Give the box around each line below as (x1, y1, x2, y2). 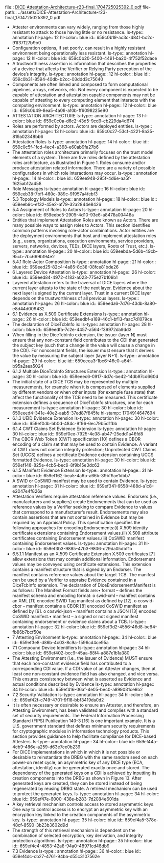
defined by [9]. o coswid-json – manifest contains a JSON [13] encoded (12, 608, 157, 614)
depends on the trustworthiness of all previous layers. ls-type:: (12, 296, 139, 301)
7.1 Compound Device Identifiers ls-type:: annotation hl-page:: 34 (12, 645, 144, 650)
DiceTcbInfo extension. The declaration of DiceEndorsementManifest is (12, 582, 156, 588)
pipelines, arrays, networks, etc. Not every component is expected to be (12, 87, 158, 92)
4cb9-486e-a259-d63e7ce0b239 (12, 744, 81, 750)
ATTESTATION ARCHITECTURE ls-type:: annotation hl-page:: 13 (12, 113, 141, 118)
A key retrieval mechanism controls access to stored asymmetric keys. (12, 801, 155, 807)
